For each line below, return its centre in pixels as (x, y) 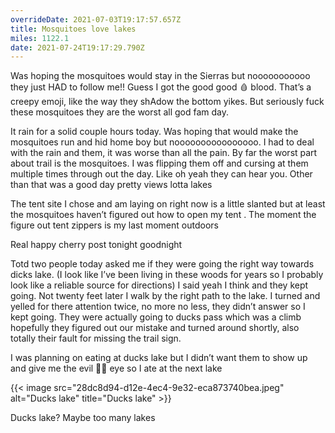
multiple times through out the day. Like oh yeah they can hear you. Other (161, 174)
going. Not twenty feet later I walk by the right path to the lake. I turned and (165, 296)
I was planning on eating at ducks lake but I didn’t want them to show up (159, 358)
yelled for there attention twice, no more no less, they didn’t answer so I (158, 307)
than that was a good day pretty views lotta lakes (111, 185)
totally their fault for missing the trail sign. (96, 338)
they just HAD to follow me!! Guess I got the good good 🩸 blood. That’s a (161, 87)
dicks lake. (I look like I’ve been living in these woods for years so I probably (167, 275)
